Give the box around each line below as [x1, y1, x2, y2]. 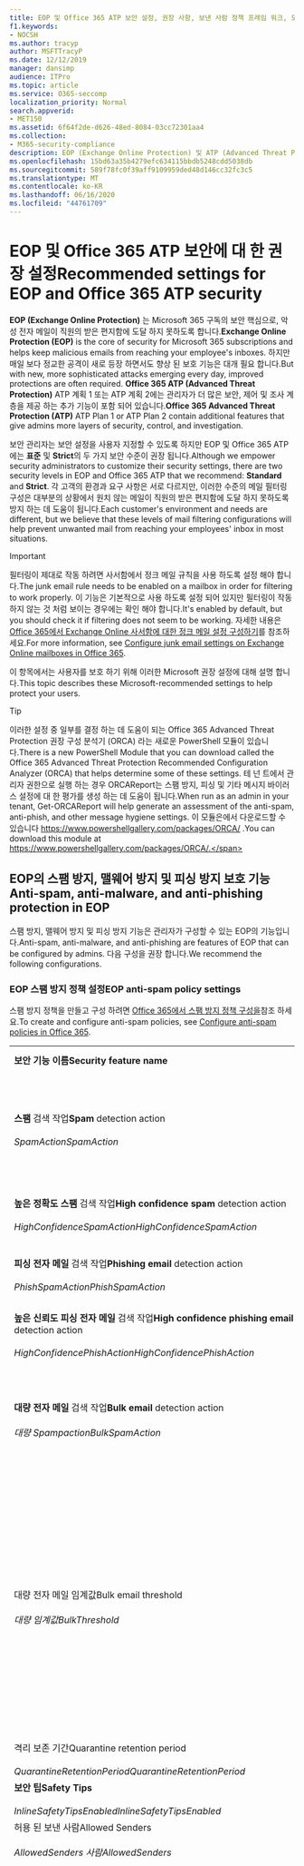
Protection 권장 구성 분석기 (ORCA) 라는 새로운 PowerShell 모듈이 [9, 735, 245, 746]
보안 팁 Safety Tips [14, 1781, 92, 1793]
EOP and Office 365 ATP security [9, 283, 262, 304]
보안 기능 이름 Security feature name [14, 1054, 168, 1066]
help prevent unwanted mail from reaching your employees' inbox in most [9, 523, 284, 534]
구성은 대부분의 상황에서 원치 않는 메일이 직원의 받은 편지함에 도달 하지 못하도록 [9, 492, 290, 503]
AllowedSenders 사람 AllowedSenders [14, 1846, 172, 1859]
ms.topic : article [9, 81, 79, 90]
